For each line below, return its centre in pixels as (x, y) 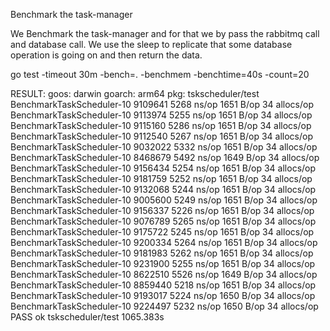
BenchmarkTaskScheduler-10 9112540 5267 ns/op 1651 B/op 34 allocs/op (161, 136)
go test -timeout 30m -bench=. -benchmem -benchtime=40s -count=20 (160, 74)
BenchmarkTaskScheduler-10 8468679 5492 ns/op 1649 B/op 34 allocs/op (165, 157)
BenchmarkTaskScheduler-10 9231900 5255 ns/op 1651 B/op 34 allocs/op (163, 263)
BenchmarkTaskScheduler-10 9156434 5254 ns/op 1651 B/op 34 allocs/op (163, 168)
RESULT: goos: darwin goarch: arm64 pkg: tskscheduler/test (135, 93)
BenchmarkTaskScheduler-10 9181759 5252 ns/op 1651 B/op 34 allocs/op (161, 178)
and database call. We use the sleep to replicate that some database (151, 44)
